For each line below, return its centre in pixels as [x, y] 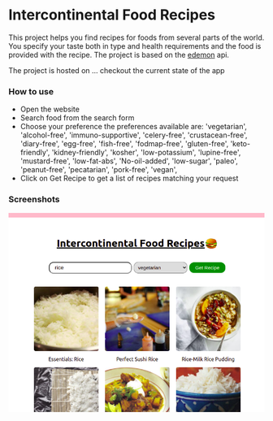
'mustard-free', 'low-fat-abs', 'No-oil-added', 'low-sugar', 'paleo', [129, 161]
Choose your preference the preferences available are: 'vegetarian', [134, 127]
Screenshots [34, 199]
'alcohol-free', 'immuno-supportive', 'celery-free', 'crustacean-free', [134, 135]
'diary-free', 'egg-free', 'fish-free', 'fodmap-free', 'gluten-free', [124, 144]
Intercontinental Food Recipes [112, 15]
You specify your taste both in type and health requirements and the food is [135, 46]
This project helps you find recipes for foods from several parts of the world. [136, 37]
